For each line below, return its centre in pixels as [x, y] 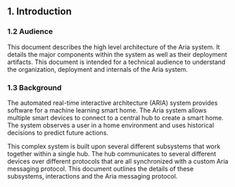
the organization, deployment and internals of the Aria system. [98, 69]
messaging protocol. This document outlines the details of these [101, 169]
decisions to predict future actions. [58, 132]
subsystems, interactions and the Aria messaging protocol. [93, 176]
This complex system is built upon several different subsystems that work [114, 146]
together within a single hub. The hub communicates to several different [112, 153]
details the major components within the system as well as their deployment [117, 54]
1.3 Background [34, 87]
